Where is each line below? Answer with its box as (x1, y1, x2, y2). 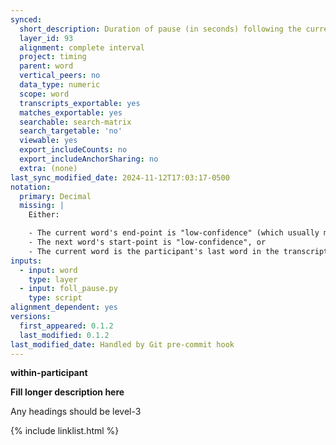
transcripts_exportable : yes (19, 98, 141, 108)
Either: (28, 210, 60, 220)
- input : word (19, 265, 78, 275)
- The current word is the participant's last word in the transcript (28, 246, 329, 256)
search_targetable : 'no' (19, 126, 123, 136)
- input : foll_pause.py (19, 284, 118, 294)
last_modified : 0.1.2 (19, 330, 110, 340)
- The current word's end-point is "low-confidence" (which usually (28, 228, 320, 238)
